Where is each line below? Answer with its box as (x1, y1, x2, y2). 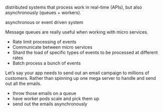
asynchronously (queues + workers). (5, 10, 82, 16)
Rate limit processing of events (12, 39, 77, 45)
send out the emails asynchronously (12, 101, 88, 107)
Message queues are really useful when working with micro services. (5, 29, 148, 35)
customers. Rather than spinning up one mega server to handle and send (5, 75, 156, 81)
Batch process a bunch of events (12, 60, 81, 66)
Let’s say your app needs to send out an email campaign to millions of (5, 70, 149, 76)
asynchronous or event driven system (5, 20, 84, 25)
